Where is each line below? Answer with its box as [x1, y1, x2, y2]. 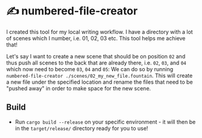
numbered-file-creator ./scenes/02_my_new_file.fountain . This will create [6, 72, 193, 79]
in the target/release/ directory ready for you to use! [14, 124, 148, 132]
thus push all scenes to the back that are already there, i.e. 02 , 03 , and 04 [6, 59, 187, 66]
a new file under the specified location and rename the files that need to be [6, 78, 193, 86]
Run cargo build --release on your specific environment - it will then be [14, 118, 196, 125]
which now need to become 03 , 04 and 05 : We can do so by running [6, 65, 174, 72]
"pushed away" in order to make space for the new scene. [6, 84, 151, 92]
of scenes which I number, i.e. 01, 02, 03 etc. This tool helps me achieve [6, 34, 186, 42]
